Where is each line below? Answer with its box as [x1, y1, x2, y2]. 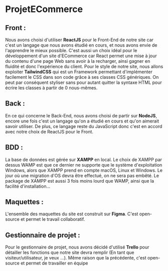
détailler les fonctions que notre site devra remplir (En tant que [5, 249, 134, 255]
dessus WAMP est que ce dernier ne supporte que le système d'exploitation [5, 162, 162, 168]
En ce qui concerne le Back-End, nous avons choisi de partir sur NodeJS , [5, 112, 157, 118]
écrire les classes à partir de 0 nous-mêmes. [5, 85, 98, 91]
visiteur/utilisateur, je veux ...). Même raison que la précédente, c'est [5, 255, 146, 261]
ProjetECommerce [5, 4, 83, 15]
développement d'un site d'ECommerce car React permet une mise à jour [5, 53, 157, 59]
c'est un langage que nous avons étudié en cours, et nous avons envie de [5, 42, 157, 48]
